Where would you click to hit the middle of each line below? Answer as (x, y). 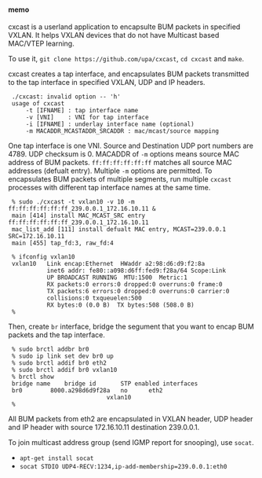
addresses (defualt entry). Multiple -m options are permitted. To (110, 171)
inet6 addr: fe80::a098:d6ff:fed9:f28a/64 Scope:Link (136, 271)
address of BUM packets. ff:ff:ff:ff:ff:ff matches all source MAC (120, 163)
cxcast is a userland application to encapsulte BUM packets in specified (124, 27)
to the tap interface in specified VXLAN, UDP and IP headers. (107, 83)
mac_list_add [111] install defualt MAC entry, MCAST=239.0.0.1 (118, 230)
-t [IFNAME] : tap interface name (82, 111)
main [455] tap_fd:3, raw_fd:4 (62, 243)
